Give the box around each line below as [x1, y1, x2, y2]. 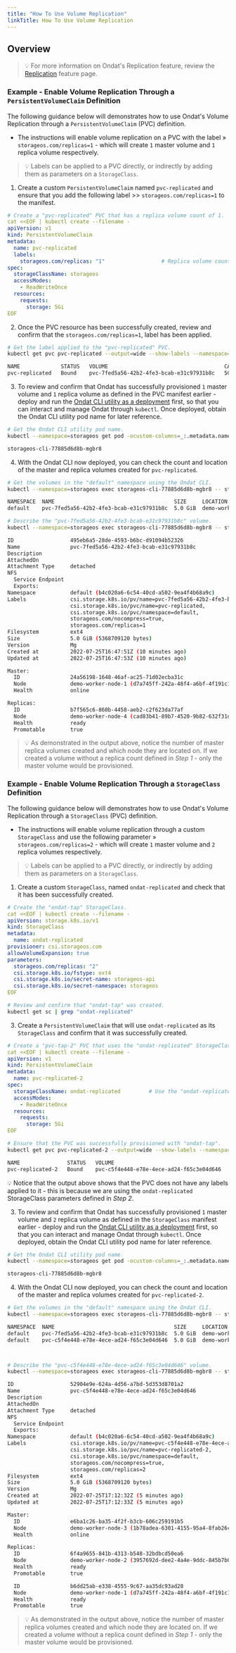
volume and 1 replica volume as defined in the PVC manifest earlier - [17, 390, 216, 399]
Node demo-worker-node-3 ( [13, 1524, 133, 1532]
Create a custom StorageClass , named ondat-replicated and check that [17, 882, 225, 891]
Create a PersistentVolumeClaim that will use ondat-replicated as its [17, 1021, 216, 1029]
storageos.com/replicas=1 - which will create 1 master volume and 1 [17, 140, 216, 149]
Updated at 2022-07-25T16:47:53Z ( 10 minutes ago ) [7, 654, 188, 662]
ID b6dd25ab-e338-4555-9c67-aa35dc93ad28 [13, 1583, 184, 1590]
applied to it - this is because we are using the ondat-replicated [7, 1186, 193, 1194]
